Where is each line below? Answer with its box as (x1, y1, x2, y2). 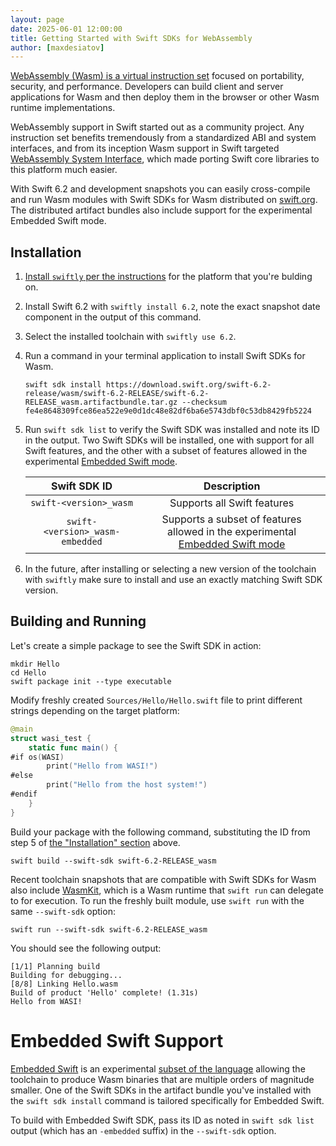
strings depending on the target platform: (10, 704, 180, 716)
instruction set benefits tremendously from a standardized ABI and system (10, 132, 317, 144)
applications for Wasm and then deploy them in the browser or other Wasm (10, 91, 320, 103)
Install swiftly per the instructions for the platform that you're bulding (24, 271, 313, 283)
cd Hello (10, 667, 47, 678)
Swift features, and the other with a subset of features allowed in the (24, 445, 308, 457)
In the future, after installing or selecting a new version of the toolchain (24, 563, 317, 575)
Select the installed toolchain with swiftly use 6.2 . (24, 331, 237, 343)
